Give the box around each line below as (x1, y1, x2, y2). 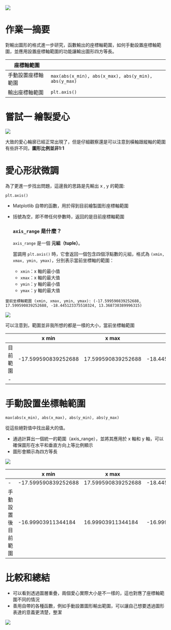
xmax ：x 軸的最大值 (20, 275, 60, 281)
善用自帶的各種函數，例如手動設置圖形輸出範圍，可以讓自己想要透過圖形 (12, 602, 164, 609)
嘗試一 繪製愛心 (5, 111, 70, 123)
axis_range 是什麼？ (12, 228, 62, 235)
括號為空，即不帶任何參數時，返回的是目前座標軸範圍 (12, 213, 125, 219)
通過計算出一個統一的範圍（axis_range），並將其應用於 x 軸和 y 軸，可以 (12, 436, 164, 442)
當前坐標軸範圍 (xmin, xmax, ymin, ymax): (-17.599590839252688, (5, 299, 141, 304)
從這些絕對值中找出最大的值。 (5, 425, 68, 431)
